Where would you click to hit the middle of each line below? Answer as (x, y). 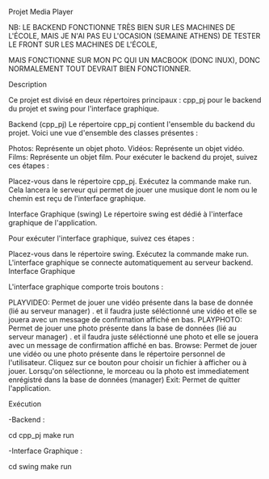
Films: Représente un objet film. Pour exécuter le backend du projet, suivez (133, 157)
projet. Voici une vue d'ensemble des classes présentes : (103, 133)
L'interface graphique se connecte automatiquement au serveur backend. (131, 263)
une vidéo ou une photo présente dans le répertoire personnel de (117, 354)
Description (27, 84)
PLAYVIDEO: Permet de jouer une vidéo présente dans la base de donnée (131, 303)
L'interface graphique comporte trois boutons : (86, 287)
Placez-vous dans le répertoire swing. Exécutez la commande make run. (128, 254)
